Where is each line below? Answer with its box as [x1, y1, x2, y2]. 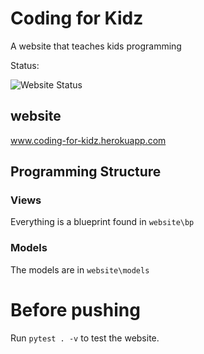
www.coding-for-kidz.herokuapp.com [10, 134, 167, 146]
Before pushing [10, 298, 141, 321]
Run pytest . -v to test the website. [10, 332, 160, 344]
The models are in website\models [10, 263, 150, 276]
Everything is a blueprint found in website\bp [10, 216, 195, 228]
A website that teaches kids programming [10, 40, 182, 52]
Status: [10, 59, 40, 71]
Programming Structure [10, 163, 162, 181]
